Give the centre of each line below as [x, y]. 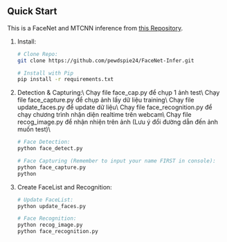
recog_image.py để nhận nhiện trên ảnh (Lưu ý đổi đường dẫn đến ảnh [118, 122]
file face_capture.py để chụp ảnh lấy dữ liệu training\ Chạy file [106, 100]
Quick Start [32, 11]
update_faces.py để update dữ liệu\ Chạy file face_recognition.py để [115, 107]
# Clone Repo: [37, 54]
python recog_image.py [50, 225]
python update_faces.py [52, 206]
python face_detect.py [50, 149]
